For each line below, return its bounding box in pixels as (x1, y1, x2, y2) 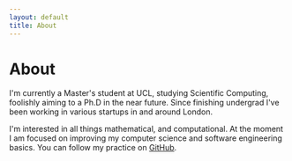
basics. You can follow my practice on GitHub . (9, 143, 177, 153)
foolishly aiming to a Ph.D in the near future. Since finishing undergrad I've (9, 98, 280, 108)
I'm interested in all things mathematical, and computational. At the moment (9, 124, 284, 135)
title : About (9, 21, 57, 30)
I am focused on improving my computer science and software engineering (9, 133, 282, 143)
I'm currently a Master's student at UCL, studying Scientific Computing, (9, 88, 269, 99)
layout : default (9, 12, 69, 22)
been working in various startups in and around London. (9, 106, 213, 117)
